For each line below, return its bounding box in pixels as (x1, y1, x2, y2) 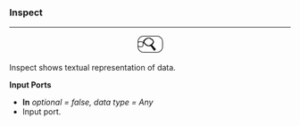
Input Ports (9, 80, 52, 90)
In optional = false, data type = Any (21, 97, 154, 108)
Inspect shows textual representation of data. (9, 63, 176, 73)
